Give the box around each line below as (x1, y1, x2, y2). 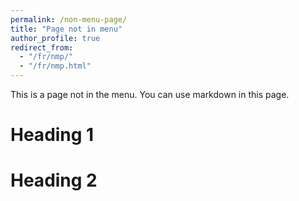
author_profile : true (10, 33, 101, 43)
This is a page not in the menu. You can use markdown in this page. (10, 89, 290, 100)
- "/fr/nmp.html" (19, 61, 92, 71)
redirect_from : (10, 42, 74, 53)
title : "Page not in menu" (10, 24, 123, 34)
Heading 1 (10, 124, 95, 146)
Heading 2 (10, 169, 98, 192)
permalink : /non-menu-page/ (10, 14, 128, 25)
